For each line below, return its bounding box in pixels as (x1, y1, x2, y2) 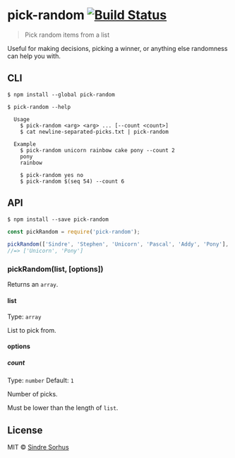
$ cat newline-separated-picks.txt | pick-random (20, 128, 169, 135)
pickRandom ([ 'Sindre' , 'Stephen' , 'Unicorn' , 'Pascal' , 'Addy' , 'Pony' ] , (7, 241, 229, 248)
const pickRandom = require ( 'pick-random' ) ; (7, 228, 140, 235)
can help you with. (7, 52, 61, 60)
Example (13, 140, 37, 148)
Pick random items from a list (24, 30, 110, 39)
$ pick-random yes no (20, 171, 83, 178)
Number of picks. (7, 390, 58, 399)
